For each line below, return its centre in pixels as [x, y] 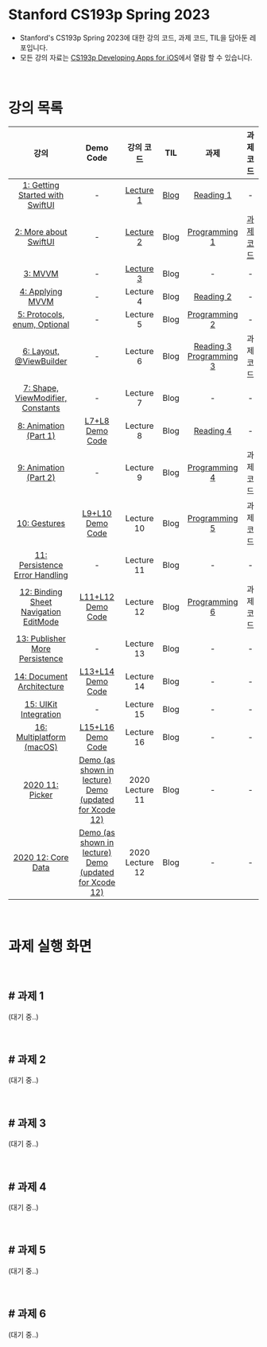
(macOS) [41, 747]
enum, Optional [41, 324]
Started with [41, 195]
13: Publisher [41, 638]
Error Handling [41, 574]
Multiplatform [41, 737]
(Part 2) [41, 477]
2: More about [41, 232]
